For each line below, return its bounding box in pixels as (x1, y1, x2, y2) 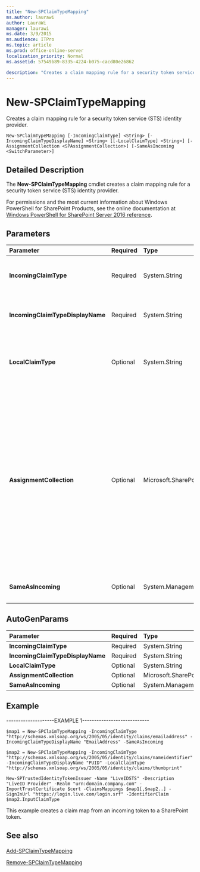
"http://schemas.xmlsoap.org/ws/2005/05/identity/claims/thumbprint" (6, 765, 183, 771)
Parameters (6, 228, 51, 239)
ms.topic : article (6, 42, 52, 48)
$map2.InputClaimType (6, 796, 60, 802)
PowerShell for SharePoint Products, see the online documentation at (6, 205, 176, 212)
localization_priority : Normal (6, 53, 84, 59)
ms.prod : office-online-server (6, 48, 84, 54)
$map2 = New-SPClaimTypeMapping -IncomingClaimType (6, 749, 137, 756)
